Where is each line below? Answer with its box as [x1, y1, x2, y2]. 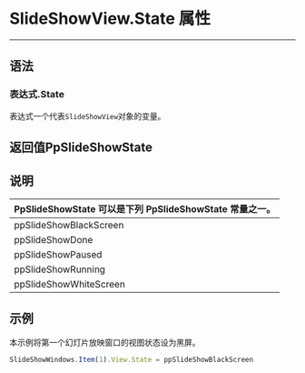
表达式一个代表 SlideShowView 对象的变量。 [9, 110, 166, 121]
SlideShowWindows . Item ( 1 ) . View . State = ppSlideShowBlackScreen [9, 355, 254, 364]
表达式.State [9, 88, 65, 101]
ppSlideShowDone [14, 233, 93, 246]
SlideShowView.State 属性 [9, 8, 212, 29]
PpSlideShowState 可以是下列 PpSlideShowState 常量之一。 [14, 202, 276, 215]
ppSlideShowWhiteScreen [14, 277, 125, 290]
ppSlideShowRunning [14, 263, 106, 276]
